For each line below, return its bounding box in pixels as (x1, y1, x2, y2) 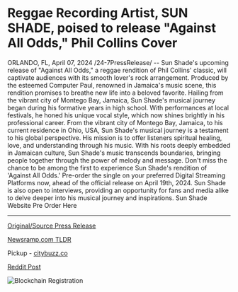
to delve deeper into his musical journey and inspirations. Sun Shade (7, 193, 208, 202)
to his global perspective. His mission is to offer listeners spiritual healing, (7, 133, 222, 142)
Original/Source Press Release (7, 221, 96, 230)
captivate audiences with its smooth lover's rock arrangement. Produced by (7, 73, 229, 82)
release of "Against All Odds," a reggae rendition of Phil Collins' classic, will (7, 66, 227, 74)
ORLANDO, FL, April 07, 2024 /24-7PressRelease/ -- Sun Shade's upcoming (7, 58, 229, 66)
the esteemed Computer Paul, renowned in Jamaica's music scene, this (7, 81, 217, 89)
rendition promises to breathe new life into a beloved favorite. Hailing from (7, 88, 225, 97)
